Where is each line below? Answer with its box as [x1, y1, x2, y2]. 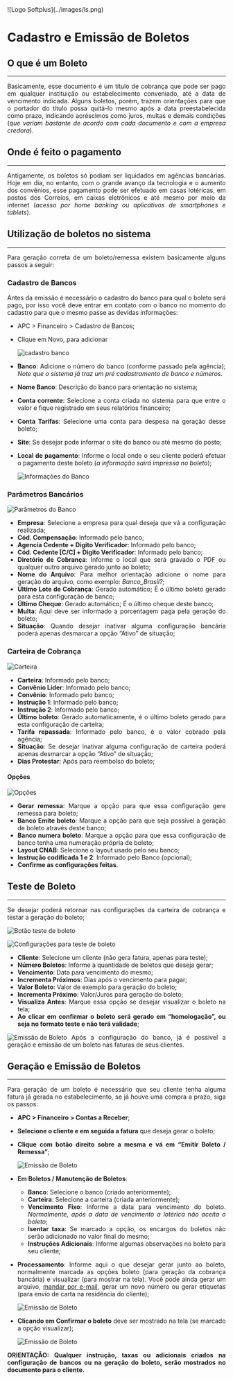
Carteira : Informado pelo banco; [17, 676, 110, 684]
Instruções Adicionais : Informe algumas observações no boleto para [27, 1240, 226, 1248]
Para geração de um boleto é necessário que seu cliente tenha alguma [7, 1086, 226, 1094]
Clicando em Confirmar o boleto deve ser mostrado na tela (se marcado [17, 1316, 226, 1326]
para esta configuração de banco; [17, 592, 115, 601]
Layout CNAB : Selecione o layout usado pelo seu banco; [17, 846, 180, 854]
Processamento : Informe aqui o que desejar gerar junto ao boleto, [17, 1260, 226, 1269]
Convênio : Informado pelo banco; [17, 690, 114, 698]
